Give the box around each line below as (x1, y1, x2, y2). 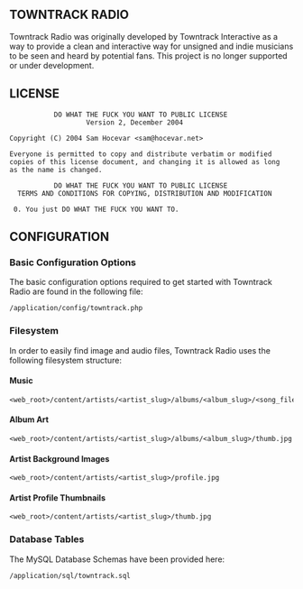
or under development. (9, 60, 95, 70)
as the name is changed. (9, 165, 103, 174)
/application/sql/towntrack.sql (9, 571, 131, 580)
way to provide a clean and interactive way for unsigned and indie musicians (9, 41, 294, 51)
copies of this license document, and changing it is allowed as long (9, 157, 280, 166)
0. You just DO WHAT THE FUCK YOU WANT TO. (13, 205, 179, 214)
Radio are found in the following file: (9, 286, 143, 297)
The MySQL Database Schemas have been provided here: (9, 554, 225, 565)
